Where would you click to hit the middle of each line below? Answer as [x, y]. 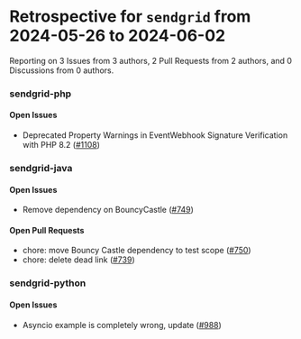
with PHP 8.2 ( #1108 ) [61, 145]
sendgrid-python [48, 283]
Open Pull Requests [47, 230]
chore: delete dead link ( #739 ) [78, 260]
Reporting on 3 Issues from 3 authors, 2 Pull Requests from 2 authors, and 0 [151, 60]
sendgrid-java [41, 168]
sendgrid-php [41, 94]
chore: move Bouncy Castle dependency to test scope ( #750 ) [137, 251]
